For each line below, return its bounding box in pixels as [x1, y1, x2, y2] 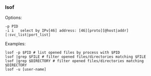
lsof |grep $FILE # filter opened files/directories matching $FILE [5, 54, 146, 59]
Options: [5, 15, 22, 21]
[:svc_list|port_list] [5, 33, 51, 38]
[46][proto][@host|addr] [78, 28, 129, 33]
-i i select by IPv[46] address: [5, 28, 77, 33]
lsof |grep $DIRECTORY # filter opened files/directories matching [5, 59, 144, 63]
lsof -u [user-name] [5, 67, 47, 72]
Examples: [5, 41, 26, 47]
